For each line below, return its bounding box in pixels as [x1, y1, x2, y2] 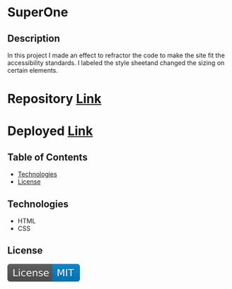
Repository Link [7, 91, 102, 107]
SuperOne [7, 4, 69, 20]
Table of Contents [7, 151, 88, 163]
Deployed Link [7, 123, 93, 139]
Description [7, 33, 60, 45]
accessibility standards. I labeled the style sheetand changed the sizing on [7, 59, 225, 67]
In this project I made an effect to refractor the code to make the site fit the [7, 51, 225, 59]
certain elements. [7, 66, 59, 74]
